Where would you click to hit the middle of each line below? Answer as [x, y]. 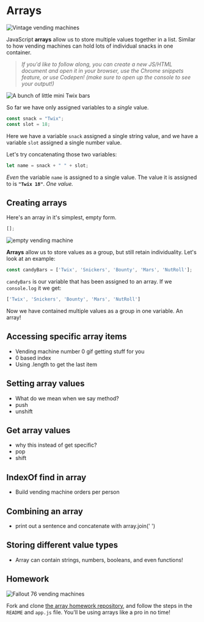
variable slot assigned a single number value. [64, 142]
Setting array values [46, 383]
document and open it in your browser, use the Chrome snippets [102, 70]
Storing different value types [62, 545]
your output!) [38, 84]
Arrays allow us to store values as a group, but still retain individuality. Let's [101, 252]
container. [19, 52]
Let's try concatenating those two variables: [62, 154]
